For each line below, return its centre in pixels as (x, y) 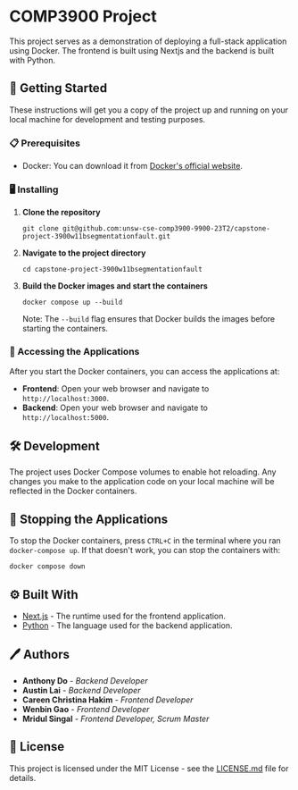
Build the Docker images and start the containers (115, 286)
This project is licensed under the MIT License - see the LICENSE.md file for (149, 768)
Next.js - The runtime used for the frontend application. (124, 616)
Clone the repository (61, 213)
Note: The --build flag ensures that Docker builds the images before (149, 319)
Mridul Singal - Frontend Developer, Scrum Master (116, 719)
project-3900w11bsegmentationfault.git (96, 237)
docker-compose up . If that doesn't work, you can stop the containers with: (145, 550)
